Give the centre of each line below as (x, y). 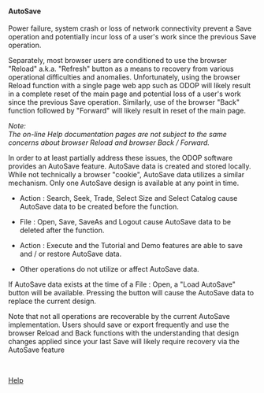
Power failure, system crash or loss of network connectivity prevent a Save (130, 28)
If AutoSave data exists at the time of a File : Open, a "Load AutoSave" (122, 284)
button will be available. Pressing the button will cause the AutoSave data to (131, 293)
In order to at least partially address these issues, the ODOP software (121, 158)
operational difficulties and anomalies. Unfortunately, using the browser (124, 77)
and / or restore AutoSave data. (71, 254)
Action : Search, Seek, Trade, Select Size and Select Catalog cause (128, 198)
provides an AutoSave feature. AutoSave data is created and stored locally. (130, 166)
